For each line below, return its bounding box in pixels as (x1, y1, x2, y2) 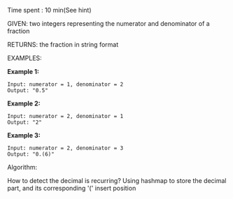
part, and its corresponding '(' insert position (7, 184, 136, 192)
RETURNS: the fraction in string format (7, 40, 119, 48)
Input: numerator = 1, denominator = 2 (7, 81, 124, 88)
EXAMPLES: (7, 54, 42, 62)
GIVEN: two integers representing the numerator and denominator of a (7, 20, 210, 27)
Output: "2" (7, 119, 42, 126)
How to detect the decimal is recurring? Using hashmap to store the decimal (7, 177, 227, 184)
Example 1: (7, 68, 40, 75)
